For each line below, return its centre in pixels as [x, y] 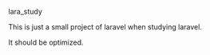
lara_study [25, 12]
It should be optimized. [46, 42]
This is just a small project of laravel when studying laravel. [105, 27]
